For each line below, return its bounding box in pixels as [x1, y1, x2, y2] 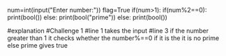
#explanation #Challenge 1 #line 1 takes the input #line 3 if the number [7, 27, 209, 35]
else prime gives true [7, 41, 68, 49]
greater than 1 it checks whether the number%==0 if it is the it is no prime [7, 34, 220, 42]
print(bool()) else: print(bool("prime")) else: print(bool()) [7, 13, 167, 21]
